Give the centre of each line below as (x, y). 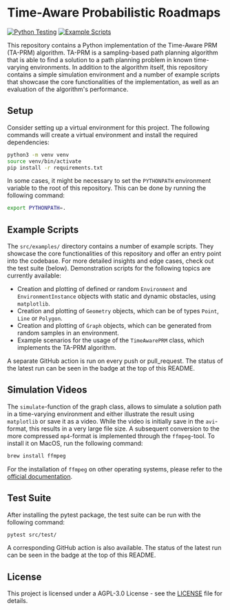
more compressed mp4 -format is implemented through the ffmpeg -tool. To (111, 435)
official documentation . (40, 476)
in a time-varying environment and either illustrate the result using (101, 414)
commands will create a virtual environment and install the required (103, 135)
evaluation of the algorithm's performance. (68, 89)
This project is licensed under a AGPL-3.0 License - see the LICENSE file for (115, 593)
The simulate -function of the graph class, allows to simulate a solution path (114, 406)
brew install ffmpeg (37, 456)
